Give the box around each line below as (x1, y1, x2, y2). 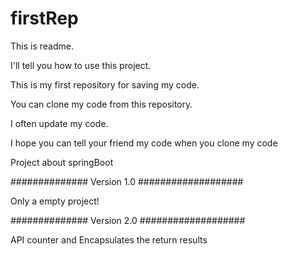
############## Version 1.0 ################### (10, 175, 244, 187)
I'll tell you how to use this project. (10, 59, 152, 71)
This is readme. (10, 40, 74, 52)
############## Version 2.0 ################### (10, 214, 246, 226)
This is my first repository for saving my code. (10, 78, 200, 91)
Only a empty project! (10, 195, 100, 207)
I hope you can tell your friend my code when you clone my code (10, 137, 278, 149)
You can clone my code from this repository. (10, 98, 193, 110)
